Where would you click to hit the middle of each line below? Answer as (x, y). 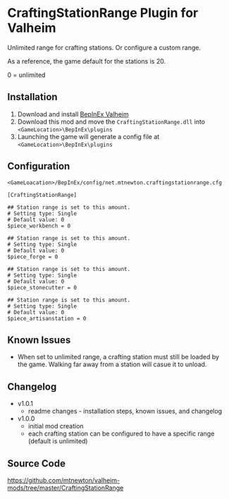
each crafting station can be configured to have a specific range (121, 434)
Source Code (36, 463)
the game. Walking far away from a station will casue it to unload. (112, 364)
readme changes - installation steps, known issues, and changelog (125, 411)
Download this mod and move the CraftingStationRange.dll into (111, 121)
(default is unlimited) (58, 441)
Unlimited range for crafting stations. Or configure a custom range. (104, 47)
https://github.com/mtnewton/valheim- (64, 480)
